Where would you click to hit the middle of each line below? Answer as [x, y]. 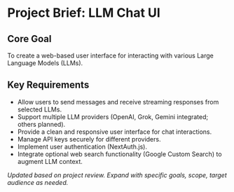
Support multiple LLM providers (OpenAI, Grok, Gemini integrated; [113, 116]
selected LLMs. [39, 109]
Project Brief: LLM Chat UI [84, 13]
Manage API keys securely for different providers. [89, 139]
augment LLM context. [50, 161]
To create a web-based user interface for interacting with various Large [110, 55]
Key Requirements [48, 85]
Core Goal [29, 39]
